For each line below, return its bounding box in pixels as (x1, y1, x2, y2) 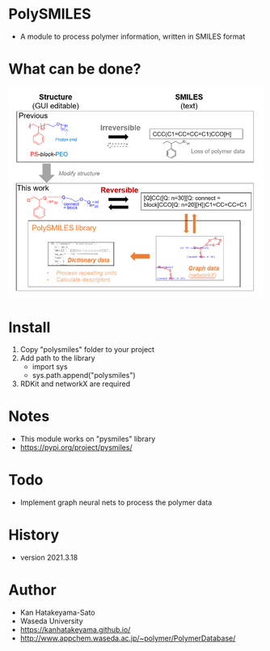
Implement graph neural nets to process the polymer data (19, 498, 213, 507)
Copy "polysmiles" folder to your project (19, 345, 155, 355)
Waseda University (19, 616, 83, 626)
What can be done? (8, 60, 141, 78)
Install (8, 318, 51, 336)
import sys (32, 362, 68, 372)
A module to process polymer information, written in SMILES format (19, 31, 246, 41)
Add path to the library (19, 353, 95, 363)
